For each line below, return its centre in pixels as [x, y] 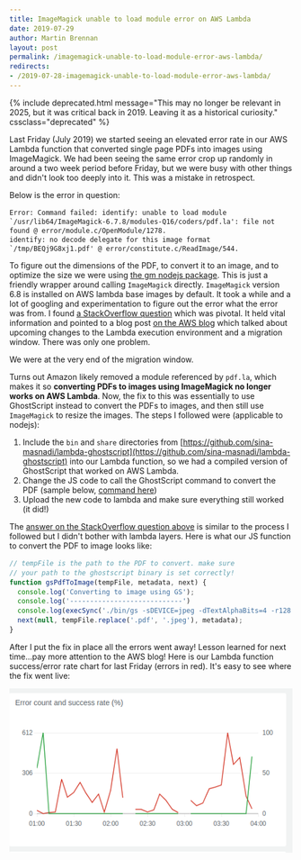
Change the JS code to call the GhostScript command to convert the [149, 480]
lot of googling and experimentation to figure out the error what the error [144, 303]
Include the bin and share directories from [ [103, 442]
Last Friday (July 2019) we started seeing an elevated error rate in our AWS [148, 139]
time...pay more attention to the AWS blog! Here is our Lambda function [142, 656]
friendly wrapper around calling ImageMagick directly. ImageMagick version [145, 285]
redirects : [30, 67]
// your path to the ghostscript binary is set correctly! [122, 573]
